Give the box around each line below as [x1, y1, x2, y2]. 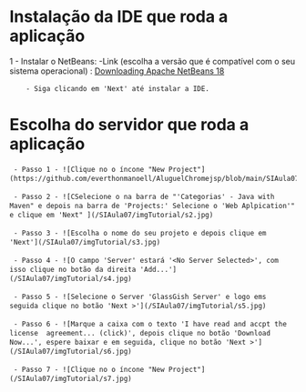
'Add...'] [139, 265, 178, 274]
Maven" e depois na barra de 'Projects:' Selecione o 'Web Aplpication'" [9, 201, 296, 210]
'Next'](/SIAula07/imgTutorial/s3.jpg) [9, 237, 161, 246]
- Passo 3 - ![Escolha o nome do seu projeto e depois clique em [13, 228, 267, 237]
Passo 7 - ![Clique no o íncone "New [21, 365, 166, 374]
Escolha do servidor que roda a [9, 115, 250, 136]
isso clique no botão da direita [9, 265, 137, 274]
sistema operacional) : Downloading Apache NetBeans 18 [9, 65, 225, 76]
